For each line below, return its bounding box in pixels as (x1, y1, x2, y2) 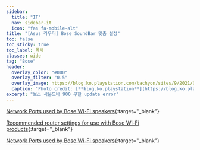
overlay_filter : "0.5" (11, 75, 68, 81)
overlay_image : (11, 81, 49, 87)
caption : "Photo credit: (11, 86, 73, 92)
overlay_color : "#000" (11, 69, 68, 75)
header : (6, 63, 26, 70)
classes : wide (6, 53, 42, 59)
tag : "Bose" (6, 58, 36, 64)
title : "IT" (11, 14, 42, 20)
